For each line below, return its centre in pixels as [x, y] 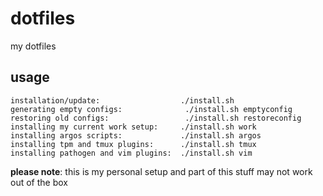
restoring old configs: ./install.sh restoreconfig [156, 118]
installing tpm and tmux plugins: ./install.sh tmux [133, 144]
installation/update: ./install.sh [122, 100]
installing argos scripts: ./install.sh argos [136, 135]
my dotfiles [33, 46]
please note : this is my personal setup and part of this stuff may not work [161, 171]
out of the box [39, 182]
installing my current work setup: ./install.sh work [133, 127]
